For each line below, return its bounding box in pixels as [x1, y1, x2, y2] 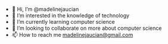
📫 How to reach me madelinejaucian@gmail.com [11, 32, 133, 38]
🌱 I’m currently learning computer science [11, 18, 115, 25]
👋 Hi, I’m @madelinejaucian [11, 6, 79, 12]
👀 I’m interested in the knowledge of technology [11, 12, 130, 19]
